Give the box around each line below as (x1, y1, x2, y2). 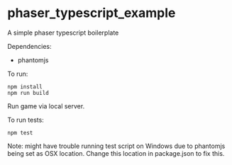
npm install (7, 83, 43, 90)
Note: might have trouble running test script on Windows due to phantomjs (7, 142, 226, 150)
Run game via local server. (7, 101, 85, 110)
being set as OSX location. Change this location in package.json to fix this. (7, 149, 225, 157)
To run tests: (7, 115, 44, 124)
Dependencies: (7, 42, 52, 50)
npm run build (7, 89, 50, 96)
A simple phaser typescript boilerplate (7, 28, 119, 37)
